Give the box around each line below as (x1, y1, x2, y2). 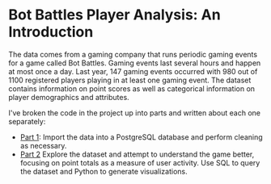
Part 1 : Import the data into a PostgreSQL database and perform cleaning (19, 132, 263, 142)
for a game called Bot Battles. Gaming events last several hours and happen (8, 58, 261, 68)
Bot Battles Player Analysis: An (8, 6, 221, 24)
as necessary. (19, 140, 67, 150)
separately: (8, 116, 46, 126)
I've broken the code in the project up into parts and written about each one (8, 107, 261, 118)
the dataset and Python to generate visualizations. (19, 166, 188, 176)
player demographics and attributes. (8, 92, 129, 102)
